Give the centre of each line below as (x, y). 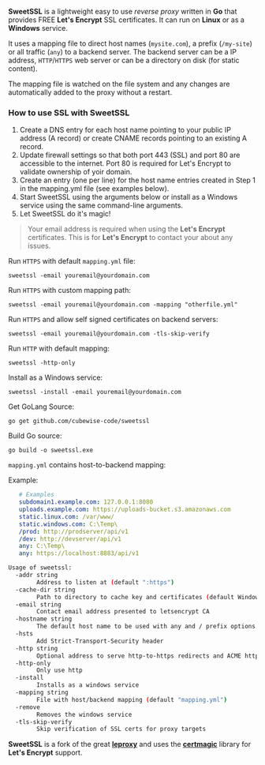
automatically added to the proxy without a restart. (90, 92)
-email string (38, 604)
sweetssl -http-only (42, 363)
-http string (37, 648)
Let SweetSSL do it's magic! (65, 214)
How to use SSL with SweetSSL (69, 112)
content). (23, 69)
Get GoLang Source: (41, 407)
